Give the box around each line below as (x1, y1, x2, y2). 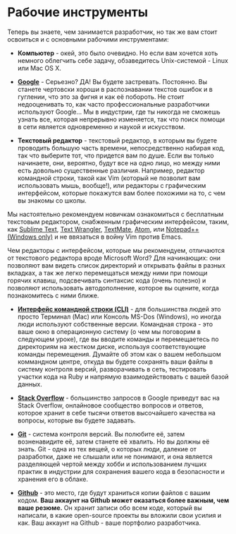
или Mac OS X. (17, 64, 61, 72)
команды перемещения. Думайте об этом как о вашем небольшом (17, 350, 221, 358)
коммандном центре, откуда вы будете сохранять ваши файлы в (17, 357, 213, 366)
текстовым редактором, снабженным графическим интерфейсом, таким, (7, 217, 230, 226)
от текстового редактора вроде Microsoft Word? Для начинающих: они (7, 254, 221, 262)
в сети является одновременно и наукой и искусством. (17, 122, 185, 131)
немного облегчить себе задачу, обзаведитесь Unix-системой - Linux (17, 56, 229, 64)
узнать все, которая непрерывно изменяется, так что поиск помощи (17, 114, 225, 124)
